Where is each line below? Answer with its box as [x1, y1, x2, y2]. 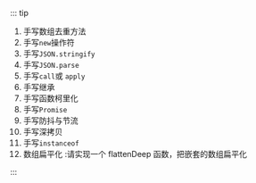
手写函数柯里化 [22, 93, 78, 104]
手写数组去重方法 [22, 26, 87, 37]
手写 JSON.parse [22, 60, 79, 70]
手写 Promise [22, 104, 68, 114]
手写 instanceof [22, 137, 79, 148]
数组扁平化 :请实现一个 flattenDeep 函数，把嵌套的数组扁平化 [22, 149, 248, 159]
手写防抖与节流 [22, 115, 78, 126]
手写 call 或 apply [22, 71, 86, 81]
